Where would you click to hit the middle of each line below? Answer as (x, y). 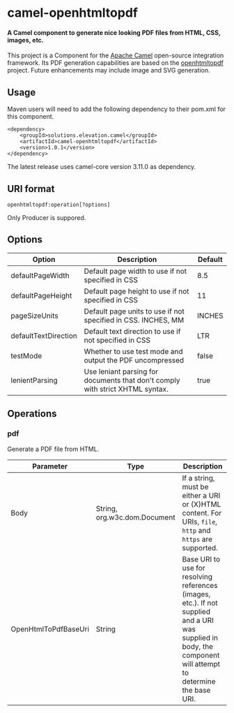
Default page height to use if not (136, 291)
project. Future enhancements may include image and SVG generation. (109, 71)
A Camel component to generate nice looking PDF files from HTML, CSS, (114, 32)
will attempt (201, 663)
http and (196, 530)
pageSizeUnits (34, 316)
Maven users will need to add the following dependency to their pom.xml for (117, 109)
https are (197, 539)
